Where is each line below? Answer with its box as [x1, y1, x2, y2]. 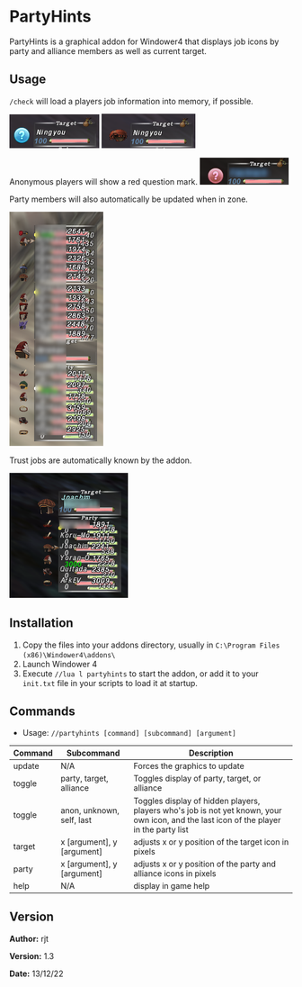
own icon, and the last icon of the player [133, 814, 281, 825]
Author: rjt [9, 933, 49, 944]
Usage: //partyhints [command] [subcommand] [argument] [22, 728, 236, 738]
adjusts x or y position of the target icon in [133, 836, 289, 847]
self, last [60, 814, 93, 825]
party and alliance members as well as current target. [9, 45, 207, 56]
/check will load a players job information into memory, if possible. [9, 95, 253, 106]
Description [188, 747, 234, 758]
